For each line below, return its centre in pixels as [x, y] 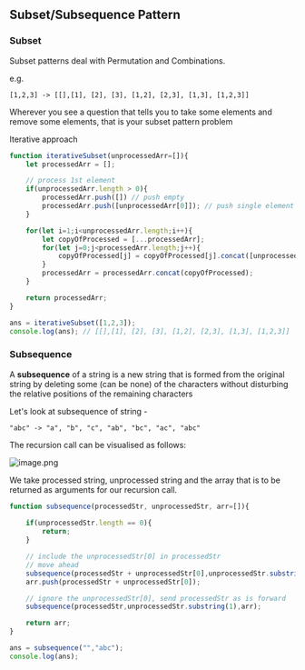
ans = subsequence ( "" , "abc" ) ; [67, 648]
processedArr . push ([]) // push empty [113, 198]
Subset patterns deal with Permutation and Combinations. [118, 60]
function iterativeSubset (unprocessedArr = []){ [99, 155]
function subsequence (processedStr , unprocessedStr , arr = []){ [129, 506]
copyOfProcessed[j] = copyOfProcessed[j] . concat [152, 256]
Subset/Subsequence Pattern [95, 15]
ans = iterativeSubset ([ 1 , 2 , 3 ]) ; [73, 323]
